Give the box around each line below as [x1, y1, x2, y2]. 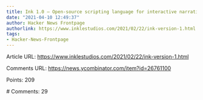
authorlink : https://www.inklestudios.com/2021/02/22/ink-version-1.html [6, 25, 196, 32]
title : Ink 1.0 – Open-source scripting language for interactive [6, 8, 177, 15]
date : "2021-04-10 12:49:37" [6, 14, 80, 20]
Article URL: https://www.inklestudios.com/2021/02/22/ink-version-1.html [6, 53, 189, 60]
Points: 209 [6, 76, 35, 83]
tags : [6, 31, 20, 37]
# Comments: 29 [6, 88, 48, 95]
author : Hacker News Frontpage [6, 20, 85, 26]
